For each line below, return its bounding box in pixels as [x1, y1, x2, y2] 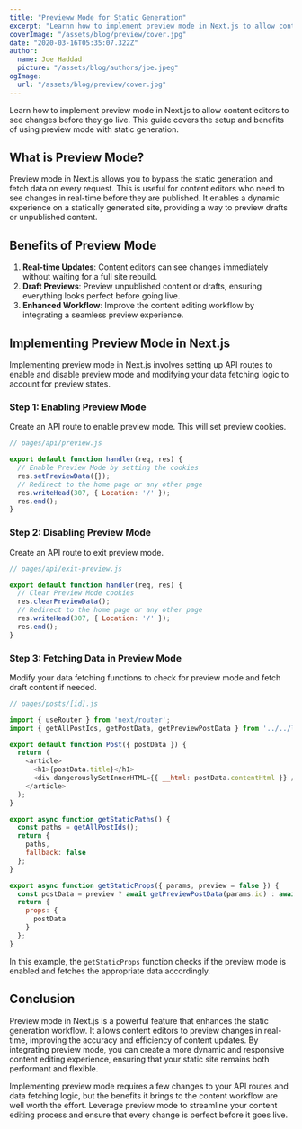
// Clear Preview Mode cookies [17, 589, 135, 598]
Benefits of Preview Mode [9, 237, 157, 253]
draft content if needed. [9, 681, 97, 692]
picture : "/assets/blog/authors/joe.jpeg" [17, 64, 179, 73]
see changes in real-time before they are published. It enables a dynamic [9, 192, 280, 203]
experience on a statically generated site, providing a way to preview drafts [9, 202, 288, 213]
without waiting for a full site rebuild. [22, 271, 158, 282]
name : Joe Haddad [17, 55, 83, 64]
